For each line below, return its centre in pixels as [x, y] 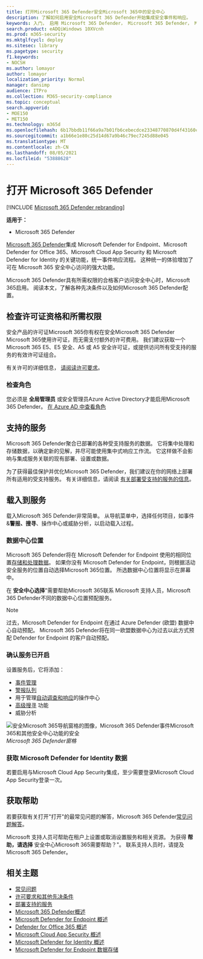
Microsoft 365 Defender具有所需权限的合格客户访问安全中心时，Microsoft [98, 280]
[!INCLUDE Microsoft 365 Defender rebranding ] [66, 207]
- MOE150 [17, 113]
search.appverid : [28, 108]
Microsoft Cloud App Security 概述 [58, 934]
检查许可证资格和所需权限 [54, 316]
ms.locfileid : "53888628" [39, 158]
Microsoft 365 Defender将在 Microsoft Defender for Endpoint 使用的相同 [96, 555]
